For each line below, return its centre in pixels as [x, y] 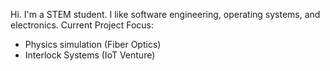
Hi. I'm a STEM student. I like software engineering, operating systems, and [165, 14]
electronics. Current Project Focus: [82, 25]
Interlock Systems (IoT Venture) [90, 55]
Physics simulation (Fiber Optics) [93, 44]
